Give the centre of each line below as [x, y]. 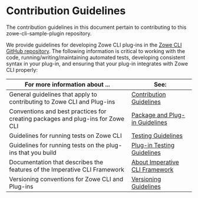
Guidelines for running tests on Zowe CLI [65, 136]
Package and [150, 115]
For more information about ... [67, 84]
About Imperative [156, 162]
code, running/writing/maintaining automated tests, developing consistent [96, 57]
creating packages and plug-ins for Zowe [67, 118]
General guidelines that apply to [53, 94]
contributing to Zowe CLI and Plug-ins [62, 101]
